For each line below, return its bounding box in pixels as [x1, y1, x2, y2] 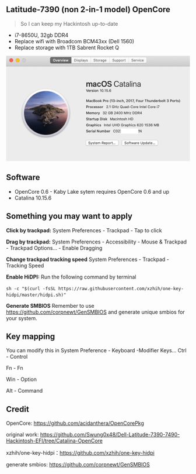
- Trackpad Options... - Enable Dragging [6, 244, 103, 251]
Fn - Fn [6, 365, 23, 372]
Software [6, 173, 40, 183]
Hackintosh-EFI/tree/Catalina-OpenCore [6, 437, 103, 444]
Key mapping [6, 332, 55, 342]
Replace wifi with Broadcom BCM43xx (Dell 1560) [14, 37, 135, 44]
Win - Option [6, 376, 37, 383]
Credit [6, 404, 29, 414]
